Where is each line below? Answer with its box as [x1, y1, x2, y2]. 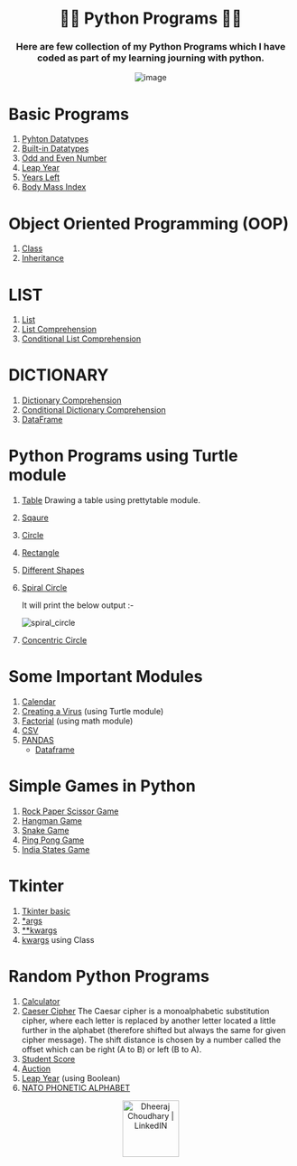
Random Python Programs [8, 966, 209, 987]
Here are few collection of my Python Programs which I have [15, 41, 286, 53]
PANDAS [21, 735, 55, 746]
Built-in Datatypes [21, 144, 89, 154]
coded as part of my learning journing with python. [36, 51, 265, 64]
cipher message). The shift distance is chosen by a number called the [21, 1034, 282, 1045]
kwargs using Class [21, 934, 95, 945]
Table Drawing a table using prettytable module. [21, 495, 200, 506]
